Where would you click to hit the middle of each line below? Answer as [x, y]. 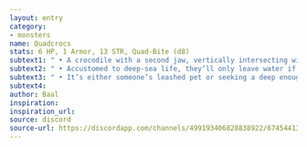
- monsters [30, 35]
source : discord [40, 120]
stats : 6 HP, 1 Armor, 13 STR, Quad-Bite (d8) [100, 52]
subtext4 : [28, 86]
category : [28, 26]
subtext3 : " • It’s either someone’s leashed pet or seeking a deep [143, 78]
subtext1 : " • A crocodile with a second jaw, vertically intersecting [148, 60]
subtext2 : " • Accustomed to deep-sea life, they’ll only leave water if [153, 69]
